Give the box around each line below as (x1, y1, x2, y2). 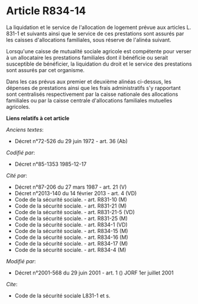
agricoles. (6, 103, 31, 110)
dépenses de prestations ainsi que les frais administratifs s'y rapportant (6, 84, 181, 91)
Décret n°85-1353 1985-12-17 (14, 160, 87, 167)
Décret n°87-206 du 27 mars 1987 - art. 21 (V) (14, 183, 127, 190)
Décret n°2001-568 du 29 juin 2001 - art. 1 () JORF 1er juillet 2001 (14, 269, 174, 276)
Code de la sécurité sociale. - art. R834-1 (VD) (14, 221, 128, 228)
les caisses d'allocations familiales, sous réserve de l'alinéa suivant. (6, 36, 171, 43)
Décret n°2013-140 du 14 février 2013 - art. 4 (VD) (14, 189, 137, 196)
